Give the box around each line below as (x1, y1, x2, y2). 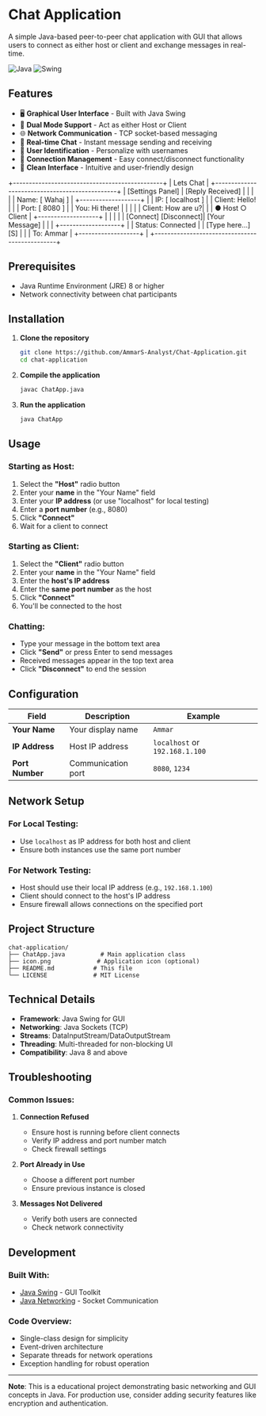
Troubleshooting (8, 1070, 93, 1084)
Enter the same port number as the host (19, 584, 152, 594)
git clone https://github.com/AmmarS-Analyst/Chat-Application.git (19, 349, 247, 357)
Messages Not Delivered (19, 1199, 103, 1208)
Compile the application (19, 370, 101, 380)
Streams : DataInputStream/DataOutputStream (19, 1031, 171, 1040)
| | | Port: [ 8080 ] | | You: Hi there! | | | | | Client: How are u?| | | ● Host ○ (8, 203, 247, 212)
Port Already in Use (19, 1160, 85, 1169)
